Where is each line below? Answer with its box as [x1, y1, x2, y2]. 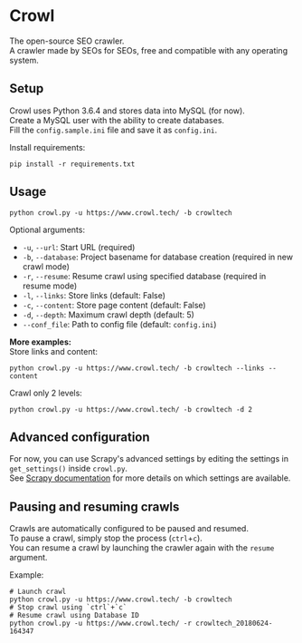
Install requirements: [9, 141, 86, 152]
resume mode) [22, 280, 78, 291]
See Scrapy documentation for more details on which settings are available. [9, 473, 291, 483]
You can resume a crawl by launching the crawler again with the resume [9, 542, 275, 553]
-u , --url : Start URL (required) [22, 241, 136, 252]
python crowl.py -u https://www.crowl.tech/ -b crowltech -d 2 [9, 404, 253, 414]
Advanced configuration [9, 429, 151, 444]
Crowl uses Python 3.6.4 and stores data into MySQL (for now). [9, 105, 246, 116]
